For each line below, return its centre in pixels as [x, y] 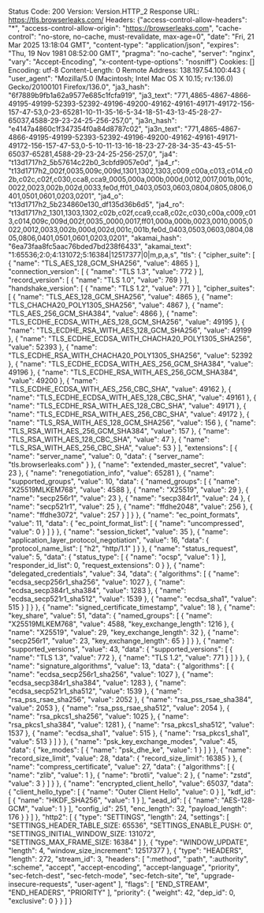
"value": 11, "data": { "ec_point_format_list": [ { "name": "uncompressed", [126, 523]
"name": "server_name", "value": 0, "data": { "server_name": [106, 456]
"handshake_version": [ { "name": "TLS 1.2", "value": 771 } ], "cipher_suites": [132, 288]
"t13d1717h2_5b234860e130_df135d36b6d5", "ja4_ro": [96, 204]
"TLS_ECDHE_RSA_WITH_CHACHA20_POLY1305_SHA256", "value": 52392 [130, 355]
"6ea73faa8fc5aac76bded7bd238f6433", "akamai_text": [100, 246]
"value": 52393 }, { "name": [53, 347]
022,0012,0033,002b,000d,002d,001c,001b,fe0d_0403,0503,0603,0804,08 [131, 229]
